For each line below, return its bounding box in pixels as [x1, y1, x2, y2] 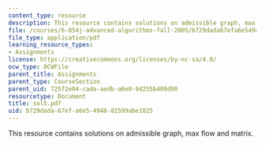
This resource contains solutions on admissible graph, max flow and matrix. [8, 129, 254, 138]
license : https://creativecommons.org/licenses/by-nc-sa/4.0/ [8, 56, 217, 64]
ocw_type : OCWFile [8, 63, 69, 71]
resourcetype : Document [8, 92, 87, 100]
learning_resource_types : [8, 41, 93, 49]
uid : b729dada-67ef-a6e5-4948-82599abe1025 [8, 107, 154, 115]
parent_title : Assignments [8, 70, 97, 78]
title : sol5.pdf [8, 99, 62, 107]
